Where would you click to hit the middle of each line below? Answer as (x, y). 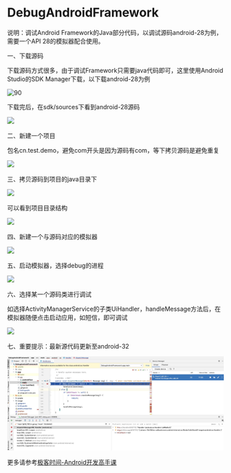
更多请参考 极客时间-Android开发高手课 (62, 462)
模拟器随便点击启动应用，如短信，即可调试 (67, 317)
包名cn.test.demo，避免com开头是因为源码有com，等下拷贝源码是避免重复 (113, 150)
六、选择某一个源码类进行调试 (49, 294)
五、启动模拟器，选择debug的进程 (56, 265)
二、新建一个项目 (31, 135)
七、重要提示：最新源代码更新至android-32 (68, 346)
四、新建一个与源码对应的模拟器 (52, 236)
